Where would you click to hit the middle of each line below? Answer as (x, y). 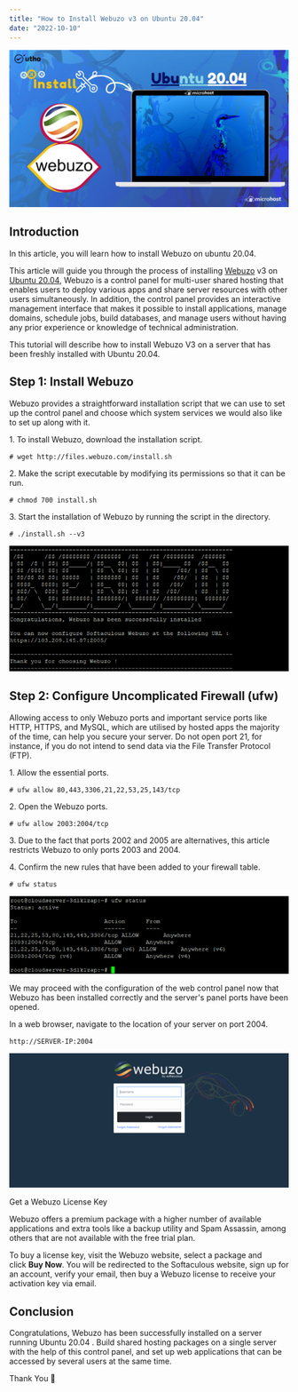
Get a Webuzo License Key (59, 1202)
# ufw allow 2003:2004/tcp (59, 823)
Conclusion (42, 1312)
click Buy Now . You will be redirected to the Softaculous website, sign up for (149, 1265)
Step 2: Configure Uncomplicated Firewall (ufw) (144, 696)
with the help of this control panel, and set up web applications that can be (145, 1352)
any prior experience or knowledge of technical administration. (124, 327)
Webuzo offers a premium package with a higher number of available (135, 1219)
